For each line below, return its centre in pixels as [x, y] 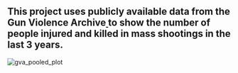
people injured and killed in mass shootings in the [119, 34]
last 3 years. [36, 45]
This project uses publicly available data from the [119, 12]
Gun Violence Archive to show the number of [109, 23]
